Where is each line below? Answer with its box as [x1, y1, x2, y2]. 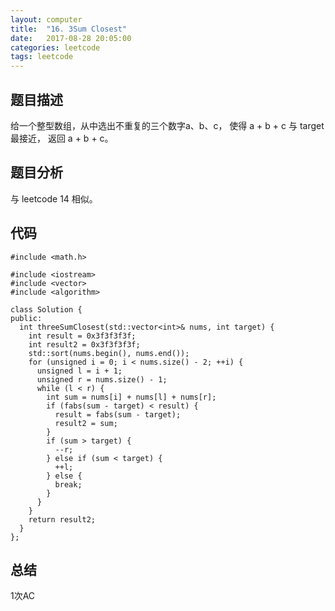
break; [54, 479, 83, 490]
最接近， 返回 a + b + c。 [10, 132, 114, 144]
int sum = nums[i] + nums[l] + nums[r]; [46, 392, 217, 402]
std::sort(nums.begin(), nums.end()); [28, 348, 190, 358]
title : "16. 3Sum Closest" [10, 24, 128, 34]
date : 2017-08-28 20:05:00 [10, 33, 132, 43]
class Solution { [10, 304, 83, 315]
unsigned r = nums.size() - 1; [36, 374, 168, 385]
